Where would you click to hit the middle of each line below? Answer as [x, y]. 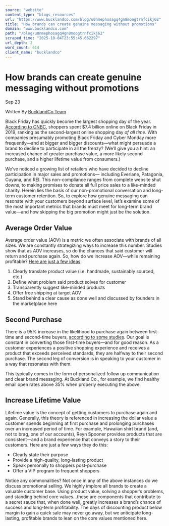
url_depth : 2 [19, 43]
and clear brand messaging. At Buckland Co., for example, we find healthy [82, 379]
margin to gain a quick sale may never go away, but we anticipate [73, 513]
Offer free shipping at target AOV [47, 293]
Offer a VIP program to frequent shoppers [56, 470]
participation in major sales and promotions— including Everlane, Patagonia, [84, 174]
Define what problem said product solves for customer [69, 282]
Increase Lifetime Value [43, 400]
